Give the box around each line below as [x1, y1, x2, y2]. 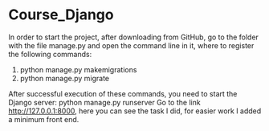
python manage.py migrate [19, 73, 110, 83]
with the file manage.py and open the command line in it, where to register [8, 40, 255, 50]
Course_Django [8, 6, 114, 24]
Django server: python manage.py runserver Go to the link [8, 97, 201, 107]
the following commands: [8, 49, 92, 59]
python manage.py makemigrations [19, 64, 137, 74]
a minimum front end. [8, 114, 79, 124]
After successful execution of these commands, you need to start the [8, 88, 238, 98]
